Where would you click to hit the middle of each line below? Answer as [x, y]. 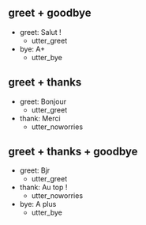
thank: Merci [40, 118]
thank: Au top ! [43, 187]
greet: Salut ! [40, 32]
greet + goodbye [50, 13]
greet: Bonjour [43, 101]
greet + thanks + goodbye [73, 152]
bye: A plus [38, 204]
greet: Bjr [35, 170]
